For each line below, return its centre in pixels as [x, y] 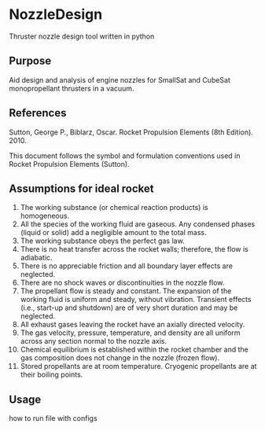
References [38, 113]
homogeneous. [45, 216]
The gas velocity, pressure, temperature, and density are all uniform [130, 333]
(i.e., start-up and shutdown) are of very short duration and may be [129, 308]
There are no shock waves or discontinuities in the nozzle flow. [122, 283]
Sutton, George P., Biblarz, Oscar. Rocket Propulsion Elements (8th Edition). [131, 132]
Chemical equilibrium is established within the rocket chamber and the [134, 350]
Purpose [30, 61]
